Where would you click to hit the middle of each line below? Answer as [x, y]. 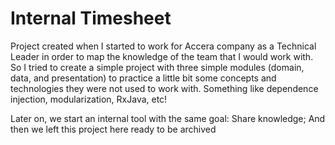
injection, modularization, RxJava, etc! [89, 99]
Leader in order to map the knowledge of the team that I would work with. [162, 56]
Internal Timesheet [91, 18]
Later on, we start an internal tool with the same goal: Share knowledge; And [168, 118]
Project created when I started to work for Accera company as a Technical [163, 46]
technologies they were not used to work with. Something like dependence [164, 88]
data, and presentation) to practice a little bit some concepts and [143, 78]
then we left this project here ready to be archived [113, 129]
